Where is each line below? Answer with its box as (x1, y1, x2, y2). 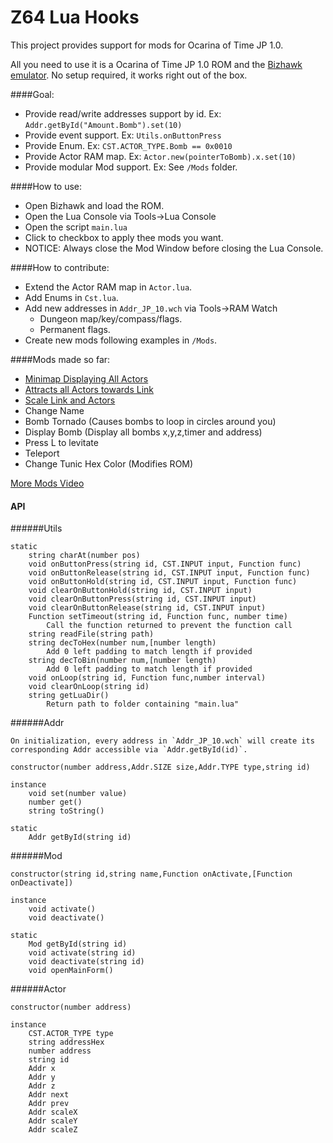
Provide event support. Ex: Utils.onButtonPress (24, 129, 222, 141)
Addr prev (28, 1099, 70, 1109)
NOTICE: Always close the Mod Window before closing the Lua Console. (24, 242, 324, 254)
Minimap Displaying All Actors (24, 372, 149, 385)
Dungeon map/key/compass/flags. (39, 312, 183, 325)
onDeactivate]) (10, 878, 74, 888)
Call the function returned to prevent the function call (46, 621, 293, 631)
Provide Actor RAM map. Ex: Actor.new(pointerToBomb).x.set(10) (24, 150, 297, 162)
